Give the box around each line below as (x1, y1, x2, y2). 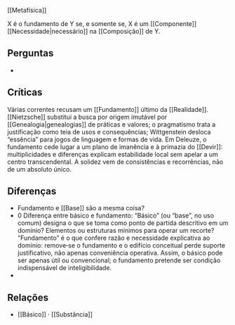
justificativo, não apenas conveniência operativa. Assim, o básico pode (17, 249, 223, 257)
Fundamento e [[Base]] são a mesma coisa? (17, 204, 145, 212)
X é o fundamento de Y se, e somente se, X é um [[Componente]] (7, 20, 197, 27)
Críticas (7, 87, 43, 98)
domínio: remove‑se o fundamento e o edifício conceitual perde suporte (17, 241, 226, 250)
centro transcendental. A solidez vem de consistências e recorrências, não (7, 158, 224, 166)
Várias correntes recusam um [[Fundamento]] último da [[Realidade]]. (7, 105, 209, 113)
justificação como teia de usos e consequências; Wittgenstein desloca (7, 127, 211, 136)
